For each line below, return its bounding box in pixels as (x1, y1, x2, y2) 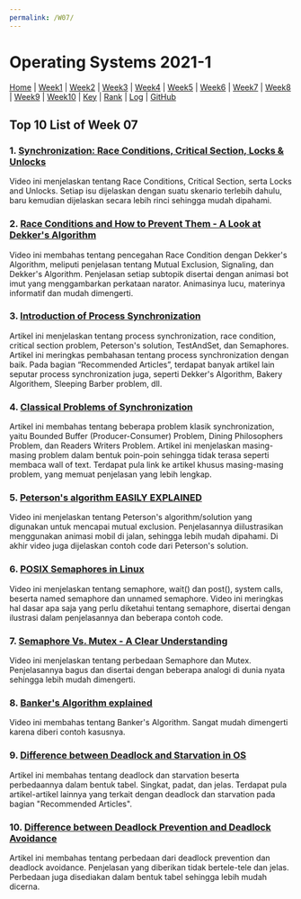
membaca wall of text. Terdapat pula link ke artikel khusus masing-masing (9, 460, 284, 471)
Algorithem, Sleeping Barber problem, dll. (9, 378, 163, 389)
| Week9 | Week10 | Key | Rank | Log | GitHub (9, 91, 177, 102)
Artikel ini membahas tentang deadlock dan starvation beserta (9, 769, 240, 780)
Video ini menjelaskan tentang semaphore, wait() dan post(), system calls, (9, 583, 283, 594)
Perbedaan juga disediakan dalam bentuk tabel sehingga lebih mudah (9, 871, 268, 882)
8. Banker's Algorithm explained (9, 697, 153, 709)
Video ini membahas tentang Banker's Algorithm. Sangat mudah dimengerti (9, 717, 288, 728)
